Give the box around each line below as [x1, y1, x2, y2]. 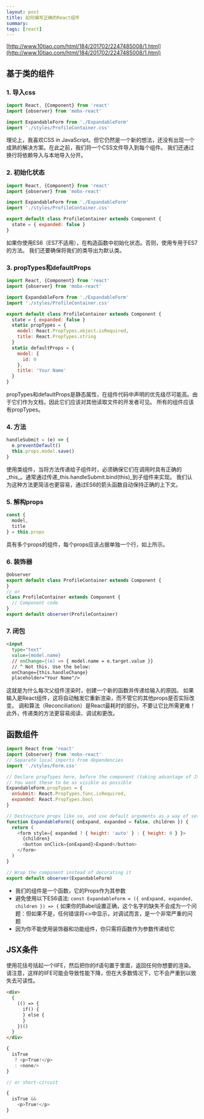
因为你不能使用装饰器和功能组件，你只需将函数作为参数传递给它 [15, 925, 175, 933]
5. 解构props [6, 497, 44, 506]
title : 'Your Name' [17, 368, 67, 374]
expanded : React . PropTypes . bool [12, 797, 94, 803]
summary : [6, 20, 29, 26]
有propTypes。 [6, 406, 44, 413]
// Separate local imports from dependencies [6, 757, 123, 763]
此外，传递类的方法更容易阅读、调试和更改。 [6, 709, 118, 717]
